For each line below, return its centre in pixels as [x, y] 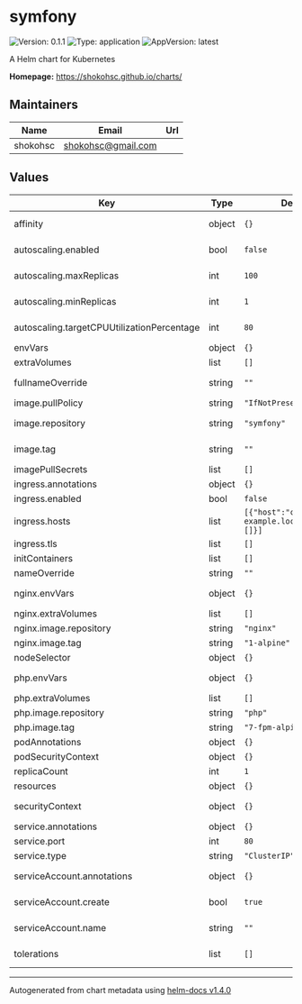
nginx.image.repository [62, 628]
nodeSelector [42, 657]
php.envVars [40, 678]
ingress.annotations [55, 484]
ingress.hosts [42, 521]
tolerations [36, 954]
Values [29, 178]
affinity [28, 224]
